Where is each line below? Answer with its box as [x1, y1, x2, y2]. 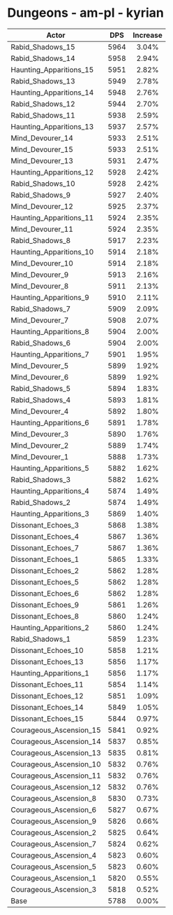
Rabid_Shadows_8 [10, 235, 71, 245]
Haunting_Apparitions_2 [10, 622, 89, 632]
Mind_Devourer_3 [10, 429, 69, 439]
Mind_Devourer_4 [10, 406, 69, 416]
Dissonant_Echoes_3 [10, 520, 80, 530]
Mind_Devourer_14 [10, 133, 73, 143]
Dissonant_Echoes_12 [10, 691, 84, 701]
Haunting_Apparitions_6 [10, 418, 89, 427]
